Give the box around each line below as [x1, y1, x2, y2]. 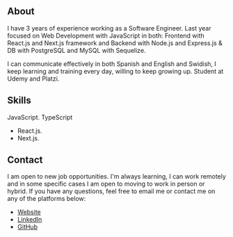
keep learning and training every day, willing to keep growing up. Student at [7, 67, 224, 75]
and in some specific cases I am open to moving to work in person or [7, 180, 205, 188]
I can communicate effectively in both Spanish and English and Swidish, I [7, 59, 217, 68]
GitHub [17, 222, 38, 231]
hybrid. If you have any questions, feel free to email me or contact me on [7, 187, 216, 195]
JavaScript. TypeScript [7, 113, 73, 121]
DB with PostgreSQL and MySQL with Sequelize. [7, 46, 146, 54]
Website [17, 208, 42, 216]
